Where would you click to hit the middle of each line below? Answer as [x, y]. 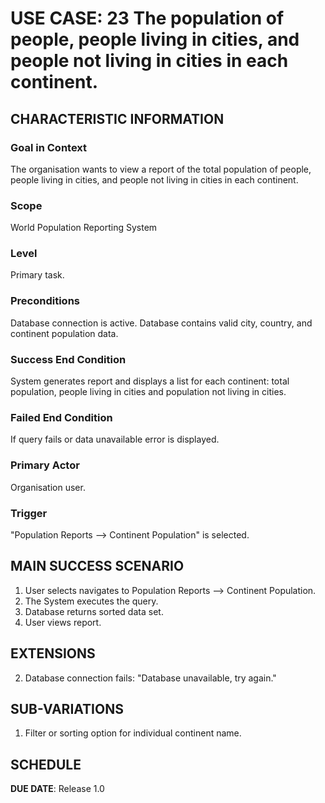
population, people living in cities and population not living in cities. [148, 392]
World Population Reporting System [84, 228]
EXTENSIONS [53, 653]
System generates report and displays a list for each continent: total [150, 381]
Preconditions [45, 301]
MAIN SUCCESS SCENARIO [97, 566]
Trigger [29, 513]
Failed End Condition [61, 417]
